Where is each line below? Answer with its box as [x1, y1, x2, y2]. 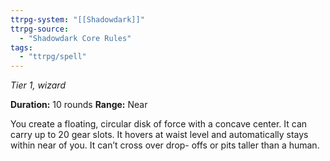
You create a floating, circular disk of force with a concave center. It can [10, 118, 308, 130]
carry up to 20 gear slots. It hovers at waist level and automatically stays [10, 129, 309, 141]
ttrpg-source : [10, 24, 70, 34]
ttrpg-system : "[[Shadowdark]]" [10, 14, 145, 25]
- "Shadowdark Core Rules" [19, 33, 132, 43]
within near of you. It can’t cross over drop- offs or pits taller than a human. [10, 139, 320, 151]
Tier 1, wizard [10, 79, 66, 91]
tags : [10, 42, 33, 53]
